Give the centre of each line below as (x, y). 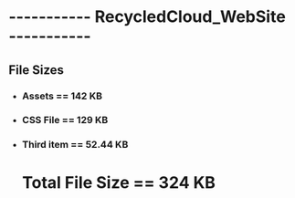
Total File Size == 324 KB (119, 182)
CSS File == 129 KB (65, 120)
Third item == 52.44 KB (75, 145)
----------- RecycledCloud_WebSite (147, 17)
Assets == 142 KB (62, 96)
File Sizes (37, 70)
